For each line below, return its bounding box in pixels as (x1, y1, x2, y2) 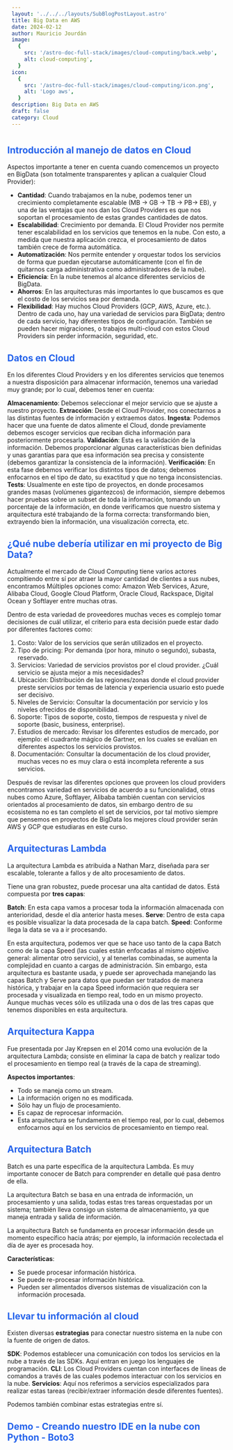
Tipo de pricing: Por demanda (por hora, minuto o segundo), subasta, (17, 646, 217, 655)
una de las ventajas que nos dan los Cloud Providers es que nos (17, 206, 202, 214)
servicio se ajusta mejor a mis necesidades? (17, 668, 144, 677)
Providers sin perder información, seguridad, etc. (17, 332, 159, 340)
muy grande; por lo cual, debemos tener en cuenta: (7, 386, 154, 394)
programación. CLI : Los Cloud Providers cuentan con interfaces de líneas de (7, 1364, 227, 1373)
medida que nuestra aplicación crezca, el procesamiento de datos (17, 236, 207, 244)
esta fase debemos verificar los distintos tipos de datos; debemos (7, 466, 197, 474)
